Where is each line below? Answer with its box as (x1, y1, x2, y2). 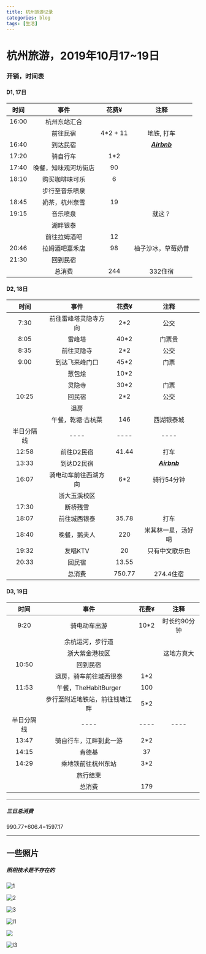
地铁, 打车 (147, 129, 176, 137)
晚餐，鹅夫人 (58, 530, 96, 539)
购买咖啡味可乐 (42, 175, 86, 183)
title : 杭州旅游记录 (6, 9, 53, 15)
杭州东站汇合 (45, 117, 83, 126)
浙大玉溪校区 (58, 491, 96, 500)
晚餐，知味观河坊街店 (32, 163, 95, 172)
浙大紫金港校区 (67, 649, 111, 658)
